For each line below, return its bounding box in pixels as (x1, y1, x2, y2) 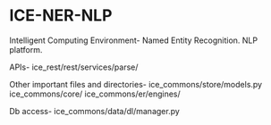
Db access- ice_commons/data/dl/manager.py (9, 105, 181, 116)
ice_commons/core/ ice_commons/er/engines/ (9, 88, 181, 99)
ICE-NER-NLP (9, 5, 113, 26)
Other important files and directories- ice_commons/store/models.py (9, 79, 262, 89)
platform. (9, 44, 43, 54)
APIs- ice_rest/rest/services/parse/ (9, 62, 139, 72)
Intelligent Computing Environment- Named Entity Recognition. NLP (9, 35, 258, 46)
